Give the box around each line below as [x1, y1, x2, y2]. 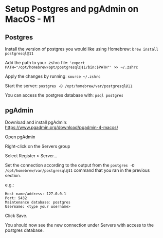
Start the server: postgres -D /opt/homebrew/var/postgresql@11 [5, 83, 133, 89]
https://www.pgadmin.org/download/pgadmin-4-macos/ [5, 124, 118, 130]
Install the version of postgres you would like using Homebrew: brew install [5, 46, 159, 52]
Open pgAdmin [5, 134, 36, 140]
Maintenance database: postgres [5, 200, 71, 205]
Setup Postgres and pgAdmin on [5, 3, 139, 15]
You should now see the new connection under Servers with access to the [5, 222, 154, 228]
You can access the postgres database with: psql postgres [5, 92, 124, 98]
